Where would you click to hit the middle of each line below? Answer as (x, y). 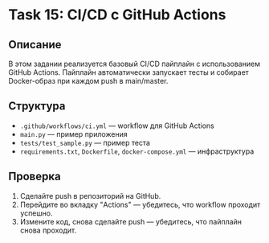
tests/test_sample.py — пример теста (85, 142)
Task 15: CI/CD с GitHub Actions (117, 15)
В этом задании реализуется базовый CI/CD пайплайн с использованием (134, 64)
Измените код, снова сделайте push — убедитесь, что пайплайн (131, 221)
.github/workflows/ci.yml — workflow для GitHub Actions (117, 126)
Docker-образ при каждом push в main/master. (88, 81)
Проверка (35, 177)
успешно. (36, 213)
